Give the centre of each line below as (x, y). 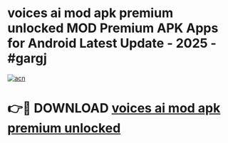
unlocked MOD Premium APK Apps (113, 28)
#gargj (27, 59)
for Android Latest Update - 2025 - (112, 43)
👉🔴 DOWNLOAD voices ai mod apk (114, 108)
